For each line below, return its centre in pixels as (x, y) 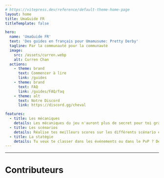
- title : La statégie (31, 137)
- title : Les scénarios (33, 127)
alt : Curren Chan (31, 59)
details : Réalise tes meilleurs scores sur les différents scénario (85, 132)
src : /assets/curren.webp (40, 55)
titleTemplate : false (27, 23)
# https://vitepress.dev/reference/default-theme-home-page (68, 10)
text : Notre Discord (39, 101)
